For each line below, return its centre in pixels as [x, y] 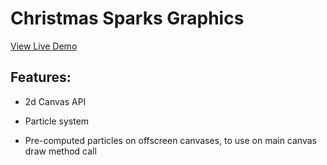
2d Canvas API [55, 101]
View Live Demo [44, 46]
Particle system [57, 121]
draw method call [60, 151]
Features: [41, 77]
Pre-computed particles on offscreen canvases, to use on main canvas [170, 140]
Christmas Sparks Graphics [127, 18]
